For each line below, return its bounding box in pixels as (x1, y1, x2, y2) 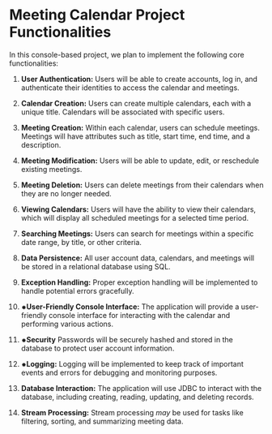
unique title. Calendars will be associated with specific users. (20, 107, 225, 117)
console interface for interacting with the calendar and (49, 310, 230, 320)
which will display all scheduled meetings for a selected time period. (20, 213, 249, 222)
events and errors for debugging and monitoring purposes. (20, 367, 218, 377)
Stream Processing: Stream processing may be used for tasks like (20, 407, 244, 417)
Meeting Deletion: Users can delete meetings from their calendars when (20, 180, 264, 190)
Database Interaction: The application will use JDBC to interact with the (20, 383, 262, 393)
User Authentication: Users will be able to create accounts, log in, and (20, 74, 258, 84)
